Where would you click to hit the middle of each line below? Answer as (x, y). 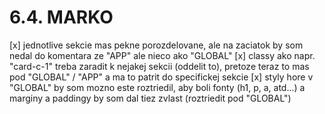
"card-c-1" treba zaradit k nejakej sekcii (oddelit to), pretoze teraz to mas (159, 66)
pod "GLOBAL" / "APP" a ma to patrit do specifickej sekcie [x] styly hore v (161, 77)
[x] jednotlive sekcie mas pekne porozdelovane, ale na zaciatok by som (156, 45)
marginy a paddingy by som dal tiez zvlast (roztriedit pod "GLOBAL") (150, 98)
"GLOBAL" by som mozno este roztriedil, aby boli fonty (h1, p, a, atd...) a (157, 87)
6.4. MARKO (61, 17)
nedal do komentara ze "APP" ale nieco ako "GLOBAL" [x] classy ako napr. (162, 55)
